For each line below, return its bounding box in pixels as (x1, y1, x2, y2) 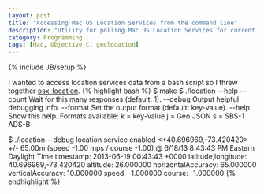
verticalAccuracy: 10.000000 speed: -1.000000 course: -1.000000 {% (8, 169, 236, 178)
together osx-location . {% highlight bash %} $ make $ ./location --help (8, 86, 239, 95)
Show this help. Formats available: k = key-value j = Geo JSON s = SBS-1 (8, 111, 244, 121)
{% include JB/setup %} (8, 62, 87, 72)
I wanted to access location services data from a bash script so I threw (8, 78, 238, 88)
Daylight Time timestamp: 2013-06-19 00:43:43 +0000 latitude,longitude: (8, 151, 247, 162)
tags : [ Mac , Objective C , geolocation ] (8, 41, 139, 49)
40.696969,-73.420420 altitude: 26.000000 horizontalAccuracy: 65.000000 (8, 160, 257, 170)
